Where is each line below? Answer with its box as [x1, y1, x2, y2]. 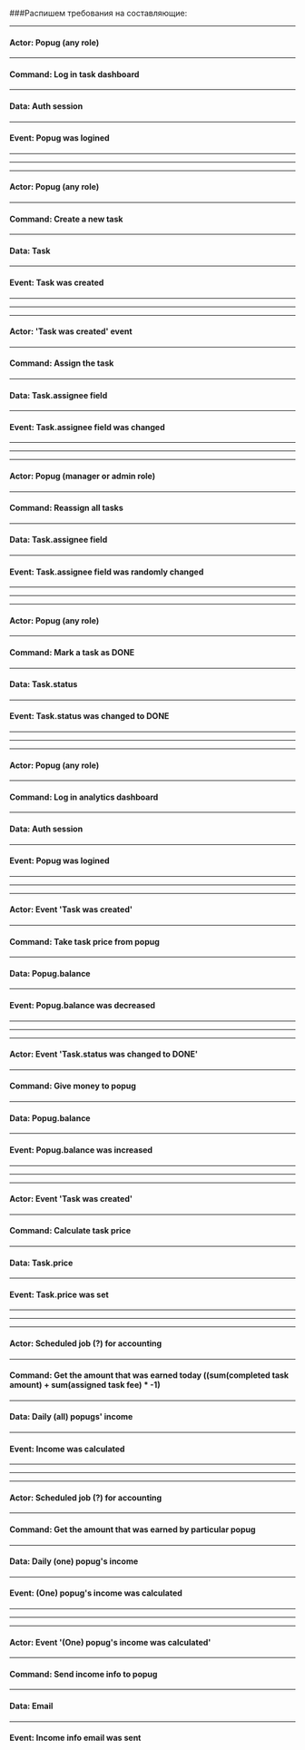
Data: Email [9, 1700, 54, 1711]
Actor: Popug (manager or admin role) [9, 471, 156, 482]
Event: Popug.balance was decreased [9, 1000, 156, 1011]
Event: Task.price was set [9, 1289, 109, 1300]
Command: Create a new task [9, 213, 123, 224]
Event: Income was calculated [9, 1443, 125, 1454]
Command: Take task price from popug [9, 936, 161, 947]
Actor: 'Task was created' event [9, 326, 133, 337]
